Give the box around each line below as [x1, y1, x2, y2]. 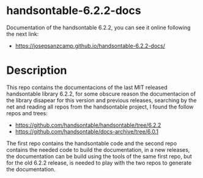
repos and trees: [6, 109, 48, 116]
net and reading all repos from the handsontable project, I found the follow [6, 103, 194, 110]
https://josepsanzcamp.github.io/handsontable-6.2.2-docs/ [15, 42, 165, 49]
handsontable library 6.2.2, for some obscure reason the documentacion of [6, 90, 196, 98]
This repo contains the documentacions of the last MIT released [6, 84, 168, 91]
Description [6, 63, 67, 77]
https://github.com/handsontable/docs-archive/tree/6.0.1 [15, 127, 159, 135]
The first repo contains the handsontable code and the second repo [6, 140, 177, 147]
